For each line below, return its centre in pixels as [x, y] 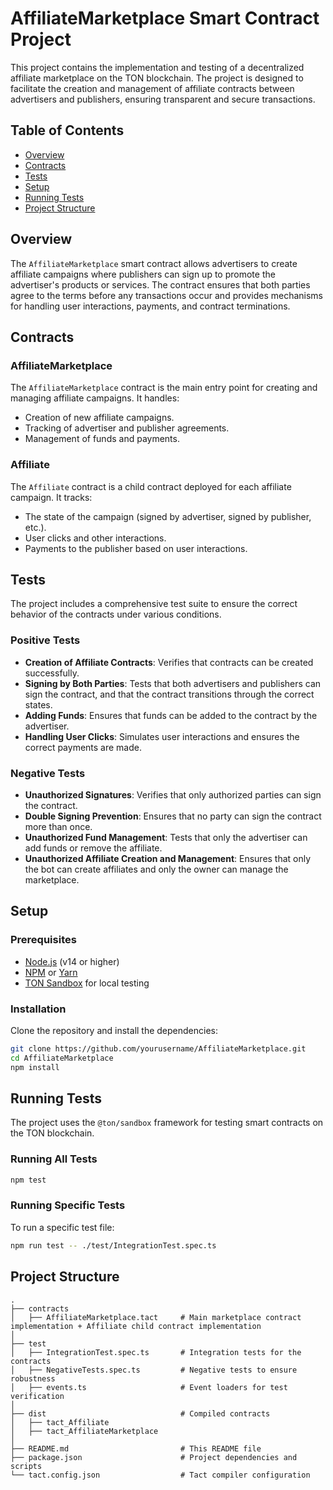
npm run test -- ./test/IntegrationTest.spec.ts [113, 1245]
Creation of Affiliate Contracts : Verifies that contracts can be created [169, 662]
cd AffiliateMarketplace [62, 1058]
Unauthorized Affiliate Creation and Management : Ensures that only [168, 858]
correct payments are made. [83, 747]
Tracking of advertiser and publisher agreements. [127, 428]
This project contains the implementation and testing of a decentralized [157, 67]
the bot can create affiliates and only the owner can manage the [156, 869]
